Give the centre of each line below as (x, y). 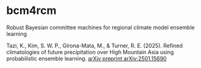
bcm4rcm (31, 11)
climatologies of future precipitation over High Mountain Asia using (90, 52)
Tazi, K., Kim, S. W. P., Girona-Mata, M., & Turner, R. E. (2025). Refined (94, 46)
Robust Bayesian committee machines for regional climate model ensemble (100, 27)
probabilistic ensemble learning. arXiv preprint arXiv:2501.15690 (86, 58)
